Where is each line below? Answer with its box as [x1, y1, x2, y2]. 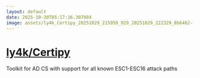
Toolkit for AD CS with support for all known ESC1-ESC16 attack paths [6, 65, 177, 72]
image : [6, 20, 23, 26]
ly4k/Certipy [6, 45, 70, 59]
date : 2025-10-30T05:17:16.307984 [6, 14, 92, 20]
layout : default [6, 8, 46, 15]
